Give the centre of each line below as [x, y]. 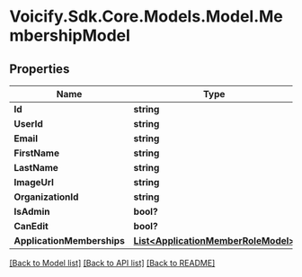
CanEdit [31, 226]
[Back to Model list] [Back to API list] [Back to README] [112, 263]
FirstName [37, 153]
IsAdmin [32, 211]
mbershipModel [70, 36]
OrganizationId [46, 197]
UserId [28, 124]
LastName [36, 168]
